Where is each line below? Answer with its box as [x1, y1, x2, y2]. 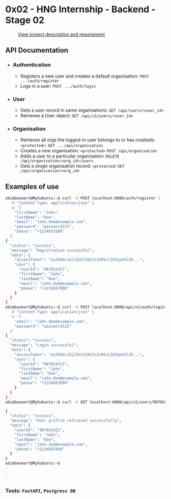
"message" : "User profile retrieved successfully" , [10, 418, 122, 424]
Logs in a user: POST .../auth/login [20, 83, 96, 89]
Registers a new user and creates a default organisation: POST [20, 73, 149, 79]
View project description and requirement [17, 31, 105, 37]
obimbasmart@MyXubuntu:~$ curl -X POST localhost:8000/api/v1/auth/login [5, 305, 165, 310]
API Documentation [5, 46, 69, 55]
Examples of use [5, 182, 59, 191]
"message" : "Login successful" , [10, 343, 79, 348]
